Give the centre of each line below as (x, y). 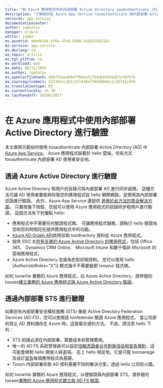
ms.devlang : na (20, 50)
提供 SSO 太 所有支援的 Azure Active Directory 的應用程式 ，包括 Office (82, 241)
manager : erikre (21, 32)
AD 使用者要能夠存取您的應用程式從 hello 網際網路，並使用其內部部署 (88, 195)
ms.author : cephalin (26, 73)
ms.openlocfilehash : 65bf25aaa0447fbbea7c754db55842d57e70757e (70, 77)
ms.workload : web (23, 64)
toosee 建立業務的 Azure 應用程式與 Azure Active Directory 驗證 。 (70, 282)
